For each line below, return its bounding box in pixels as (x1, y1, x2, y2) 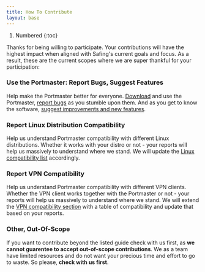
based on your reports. (6, 209, 64, 217)
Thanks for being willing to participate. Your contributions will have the (6, 44, 185, 51)
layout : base (6, 15, 40, 21)
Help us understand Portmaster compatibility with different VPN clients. (6, 184, 187, 191)
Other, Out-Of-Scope (6, 225, 70, 233)
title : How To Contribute (6, 9, 72, 15)
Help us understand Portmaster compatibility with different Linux (6, 134, 170, 142)
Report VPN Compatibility (6, 169, 84, 178)
